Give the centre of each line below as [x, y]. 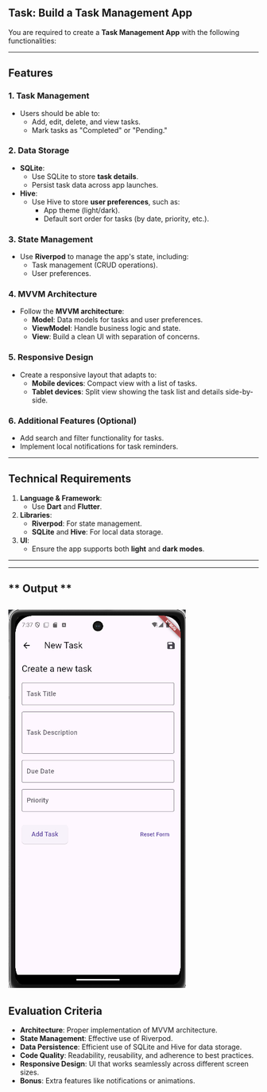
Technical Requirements [70, 479]
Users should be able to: [60, 113]
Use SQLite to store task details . [85, 176]
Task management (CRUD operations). [95, 265]
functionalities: [33, 41]
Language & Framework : [61, 498]
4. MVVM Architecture [53, 294]
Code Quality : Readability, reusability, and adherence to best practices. [137, 1055]
